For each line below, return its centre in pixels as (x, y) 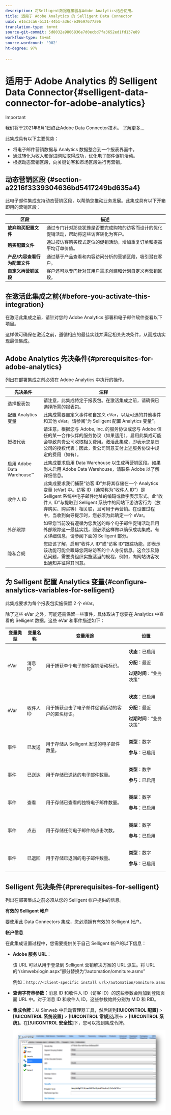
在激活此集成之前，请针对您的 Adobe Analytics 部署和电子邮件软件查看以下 (84, 318)
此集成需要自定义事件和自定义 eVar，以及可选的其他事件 (102, 414)
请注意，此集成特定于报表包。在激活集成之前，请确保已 (101, 400)
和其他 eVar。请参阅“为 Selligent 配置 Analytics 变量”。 (101, 421)
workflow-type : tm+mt (28, 38)
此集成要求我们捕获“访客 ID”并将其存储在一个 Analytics (101, 483)
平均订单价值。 (62, 248)
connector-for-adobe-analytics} (76, 103)
